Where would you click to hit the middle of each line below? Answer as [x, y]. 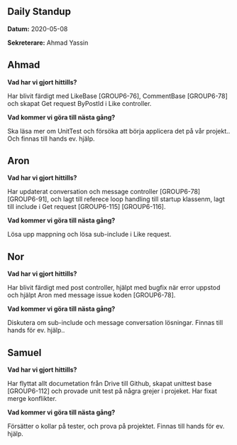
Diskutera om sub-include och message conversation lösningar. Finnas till [115, 323]
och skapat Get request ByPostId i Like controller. [79, 103]
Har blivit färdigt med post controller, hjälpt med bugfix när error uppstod [114, 288]
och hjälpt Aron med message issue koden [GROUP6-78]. [92, 295]
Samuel [24, 352]
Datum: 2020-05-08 [38, 28]
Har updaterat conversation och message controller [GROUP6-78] [104, 192]
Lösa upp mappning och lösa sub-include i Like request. [89, 235]
